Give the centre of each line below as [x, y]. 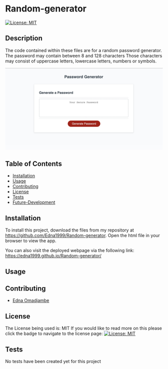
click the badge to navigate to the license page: [54, 333]
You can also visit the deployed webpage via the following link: [70, 250]
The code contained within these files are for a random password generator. [84, 50]
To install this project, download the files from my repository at [69, 230]
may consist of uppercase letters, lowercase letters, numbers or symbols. [81, 61]
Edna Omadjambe [31, 300]
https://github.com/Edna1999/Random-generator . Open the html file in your [82, 235]
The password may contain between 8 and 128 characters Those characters [84, 55]
